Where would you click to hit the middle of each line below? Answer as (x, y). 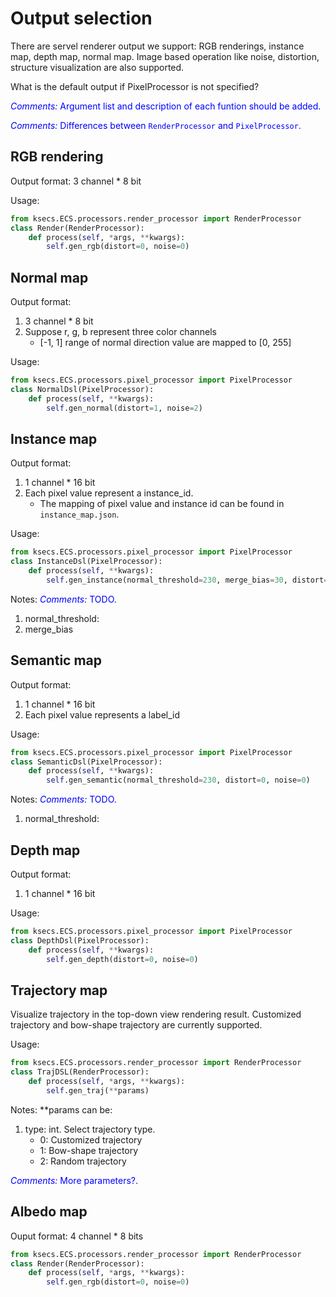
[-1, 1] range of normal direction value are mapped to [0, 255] (165, 343)
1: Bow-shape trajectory (89, 1150)
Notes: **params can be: (61, 1109)
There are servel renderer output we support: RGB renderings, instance (157, 46)
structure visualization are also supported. (97, 67)
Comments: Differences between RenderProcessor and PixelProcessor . (156, 125)
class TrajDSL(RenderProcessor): (80, 1072)
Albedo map (49, 1212)
